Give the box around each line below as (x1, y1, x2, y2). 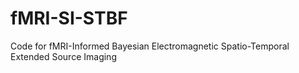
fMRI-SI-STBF (10, 7, 128, 30)
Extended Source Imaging (10, 50, 117, 62)
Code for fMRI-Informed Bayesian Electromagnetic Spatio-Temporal (10, 40, 290, 52)
